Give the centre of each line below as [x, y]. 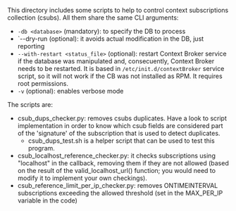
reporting [31, 46]
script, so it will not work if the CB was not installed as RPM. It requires [120, 76]
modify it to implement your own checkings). [82, 178]
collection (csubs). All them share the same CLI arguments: [93, 18]
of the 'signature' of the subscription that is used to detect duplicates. [119, 133]
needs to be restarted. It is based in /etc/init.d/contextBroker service [121, 69]
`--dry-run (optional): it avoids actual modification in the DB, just [111, 39]
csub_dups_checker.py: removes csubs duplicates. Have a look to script [122, 118]
